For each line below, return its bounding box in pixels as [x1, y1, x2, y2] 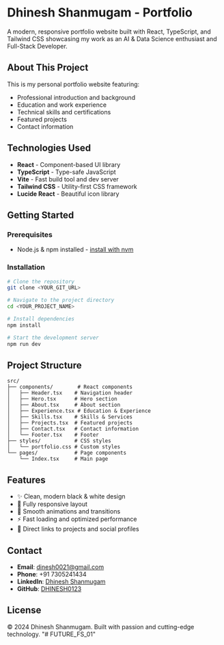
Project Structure [7, 359, 82, 371]
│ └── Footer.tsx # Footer [7, 431, 99, 439]
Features [7, 474, 46, 485]
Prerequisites [7, 229, 53, 239]
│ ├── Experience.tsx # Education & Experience [7, 407, 152, 415]
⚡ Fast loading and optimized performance [16, 515, 137, 523]
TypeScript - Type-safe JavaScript [16, 168, 116, 176]
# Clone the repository [7, 278, 75, 285]
